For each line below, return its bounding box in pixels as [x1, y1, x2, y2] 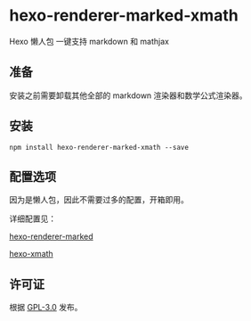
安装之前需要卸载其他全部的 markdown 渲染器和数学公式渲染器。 [9, 90, 247, 101]
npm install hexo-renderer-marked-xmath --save [9, 143, 190, 152]
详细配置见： [9, 213, 56, 224]
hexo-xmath [9, 249, 53, 259]
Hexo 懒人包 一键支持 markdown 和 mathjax [9, 36, 169, 46]
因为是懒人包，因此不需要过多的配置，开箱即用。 [9, 194, 189, 205]
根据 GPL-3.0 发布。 [9, 302, 83, 313]
